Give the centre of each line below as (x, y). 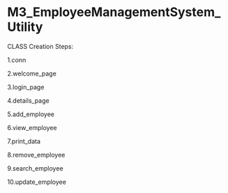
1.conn (17, 59)
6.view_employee (32, 127)
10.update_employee (37, 182)
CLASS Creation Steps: (40, 46)
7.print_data (24, 141)
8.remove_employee (36, 155)
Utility (25, 27)
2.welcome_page (32, 73)
